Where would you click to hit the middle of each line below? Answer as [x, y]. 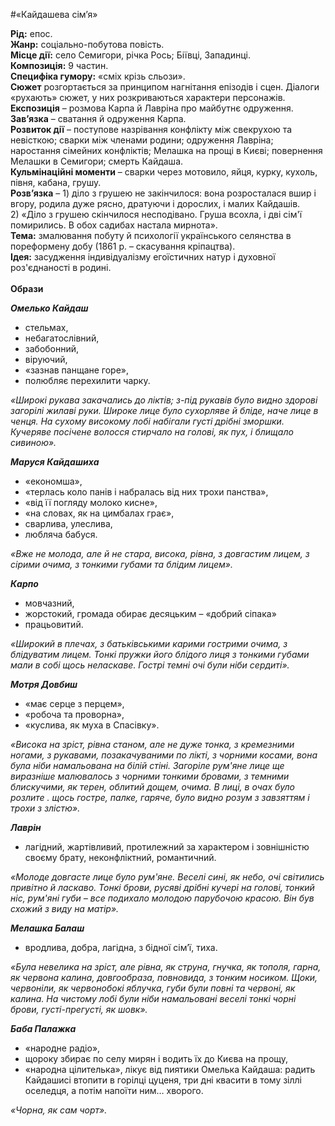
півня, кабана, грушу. [56, 182]
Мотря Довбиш [44, 684]
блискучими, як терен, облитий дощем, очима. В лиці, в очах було [152, 787]
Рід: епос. [31, 33]
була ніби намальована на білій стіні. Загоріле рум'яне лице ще [147, 765]
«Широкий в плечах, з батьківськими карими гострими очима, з [149, 643]
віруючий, [46, 359]
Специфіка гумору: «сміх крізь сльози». [98, 76]
